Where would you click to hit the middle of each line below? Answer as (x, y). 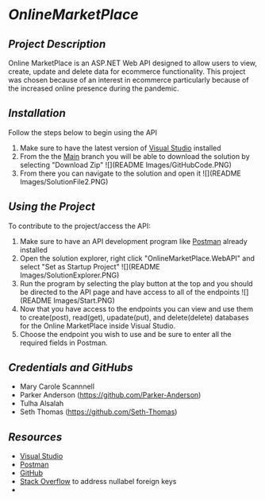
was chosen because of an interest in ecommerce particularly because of (129, 80)
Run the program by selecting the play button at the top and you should (136, 283)
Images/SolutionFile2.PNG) (64, 181)
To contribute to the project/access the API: (79, 226)
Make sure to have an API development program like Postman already (133, 241)
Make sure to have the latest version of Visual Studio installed (120, 148)
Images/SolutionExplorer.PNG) (69, 275)
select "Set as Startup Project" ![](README (90, 266)
